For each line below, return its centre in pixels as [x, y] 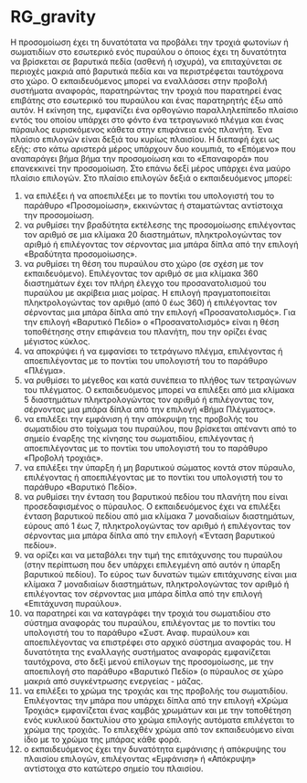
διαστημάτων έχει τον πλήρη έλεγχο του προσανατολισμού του [145, 283]
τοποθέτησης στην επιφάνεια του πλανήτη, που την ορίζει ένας [145, 332]
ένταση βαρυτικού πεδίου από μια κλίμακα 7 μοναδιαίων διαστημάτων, [159, 516]
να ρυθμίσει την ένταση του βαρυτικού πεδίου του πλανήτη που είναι [156, 496]
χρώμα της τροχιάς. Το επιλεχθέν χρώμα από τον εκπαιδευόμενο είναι [159, 729]
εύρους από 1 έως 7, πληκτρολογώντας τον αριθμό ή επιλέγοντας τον [157, 525]
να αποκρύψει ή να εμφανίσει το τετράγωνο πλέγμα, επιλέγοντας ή [153, 351]
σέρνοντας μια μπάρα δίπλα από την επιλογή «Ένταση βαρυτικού [149, 535]
